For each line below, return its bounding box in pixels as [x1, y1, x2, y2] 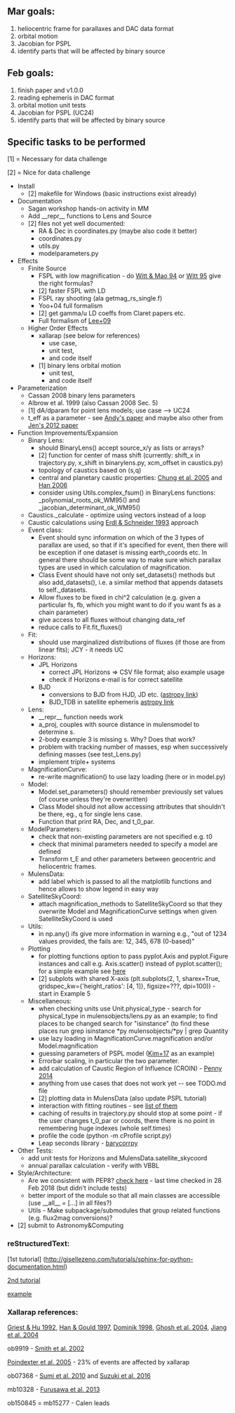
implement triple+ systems [38, 758, 116, 766]
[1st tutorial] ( [7, 1255, 46, 1263]
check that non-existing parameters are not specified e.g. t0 [38, 832, 213, 841]
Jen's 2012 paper [27, 422, 79, 430]
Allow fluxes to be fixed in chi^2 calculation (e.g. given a [38, 593, 201, 602]
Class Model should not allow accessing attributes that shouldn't [38, 802, 226, 811]
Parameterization [17, 384, 67, 393]
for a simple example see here [38, 967, 126, 975]
